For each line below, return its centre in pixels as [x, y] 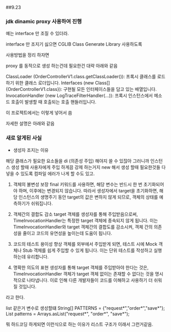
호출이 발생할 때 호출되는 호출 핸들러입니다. [54, 102]
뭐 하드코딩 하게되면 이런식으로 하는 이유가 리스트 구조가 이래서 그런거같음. [80, 324]
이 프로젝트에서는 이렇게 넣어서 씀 [39, 113]
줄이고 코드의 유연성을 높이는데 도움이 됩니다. [67, 233]
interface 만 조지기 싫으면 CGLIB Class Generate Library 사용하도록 [74, 44]
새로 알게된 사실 [24, 138]
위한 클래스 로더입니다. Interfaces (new [55, 83]
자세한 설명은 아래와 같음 [30, 123]
